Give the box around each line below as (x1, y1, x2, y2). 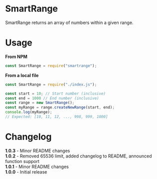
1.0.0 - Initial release (5, 168, 47, 175)
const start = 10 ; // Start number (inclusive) (5, 91, 106, 96)
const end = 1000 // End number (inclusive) (5, 95, 99, 100)
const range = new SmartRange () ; (5, 100, 75, 105)
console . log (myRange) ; (5, 109, 52, 115)
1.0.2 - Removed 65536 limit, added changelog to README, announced (5, 153, 152, 159)
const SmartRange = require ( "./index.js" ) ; (5, 82, 97, 87)
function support (5, 158, 40, 164)
